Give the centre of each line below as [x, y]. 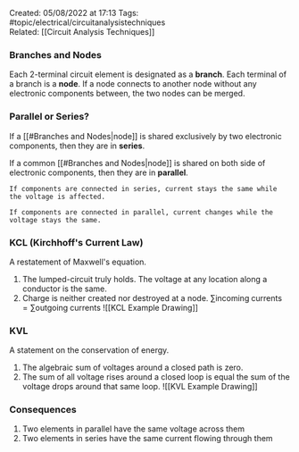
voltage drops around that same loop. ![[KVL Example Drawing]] [140, 387]
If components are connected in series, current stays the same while [143, 188]
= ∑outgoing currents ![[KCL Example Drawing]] [110, 307]
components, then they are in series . [77, 146]
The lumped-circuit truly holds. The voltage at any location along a [145, 279]
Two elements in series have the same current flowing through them [148, 439]
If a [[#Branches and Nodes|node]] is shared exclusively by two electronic [146, 136]
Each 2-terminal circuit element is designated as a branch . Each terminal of [148, 74]
